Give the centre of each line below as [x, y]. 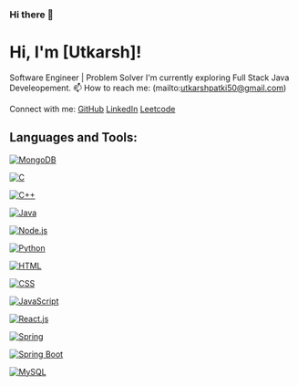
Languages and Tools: [74, 137]
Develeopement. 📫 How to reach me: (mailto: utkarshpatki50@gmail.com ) [148, 88]
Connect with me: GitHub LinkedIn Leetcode [92, 109]
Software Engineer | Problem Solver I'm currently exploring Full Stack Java [149, 78]
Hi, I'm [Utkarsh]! [76, 52]
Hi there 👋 [32, 15]
